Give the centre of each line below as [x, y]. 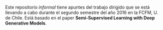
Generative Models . [26, 23]
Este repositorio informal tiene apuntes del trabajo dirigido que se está [78, 7]
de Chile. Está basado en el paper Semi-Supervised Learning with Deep [80, 18]
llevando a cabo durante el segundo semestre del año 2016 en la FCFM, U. [82, 12]
